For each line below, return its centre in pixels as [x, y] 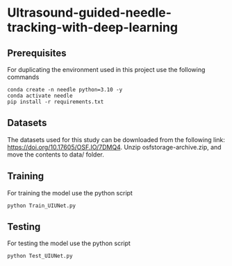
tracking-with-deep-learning [93, 27]
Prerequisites [37, 53]
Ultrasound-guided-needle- [90, 13]
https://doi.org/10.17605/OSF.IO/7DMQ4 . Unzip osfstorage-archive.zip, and [114, 147]
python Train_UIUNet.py [42, 206]
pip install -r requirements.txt [56, 102]
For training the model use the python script [70, 193]
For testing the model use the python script [69, 243]
